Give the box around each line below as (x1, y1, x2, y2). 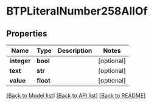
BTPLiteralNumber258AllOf (6, 4, 148, 18)
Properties (6, 29, 47, 39)
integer (9, 56, 31, 65)
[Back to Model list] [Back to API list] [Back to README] (6, 92, 146, 99)
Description (57, 47, 93, 55)
